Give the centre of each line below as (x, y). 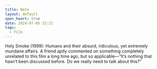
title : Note (17, 9)
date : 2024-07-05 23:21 (29, 23)
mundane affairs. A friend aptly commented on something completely (75, 51)
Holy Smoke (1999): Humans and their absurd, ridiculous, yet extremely (77, 46)
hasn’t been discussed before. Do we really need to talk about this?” (73, 61)
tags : (10, 28)
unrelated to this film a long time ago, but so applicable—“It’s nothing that (78, 56)
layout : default (21, 14)
